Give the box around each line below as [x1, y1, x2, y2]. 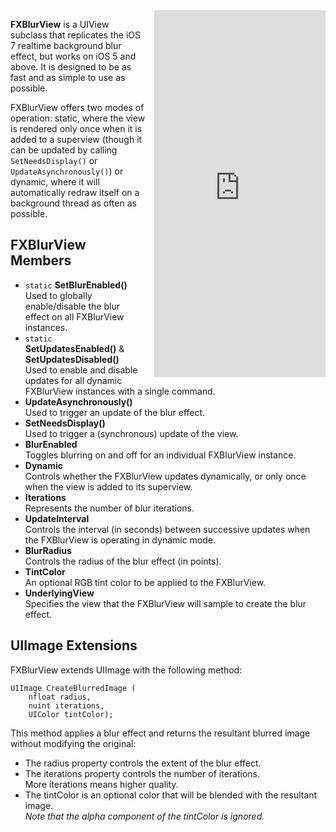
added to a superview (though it [10, 134, 143, 145]
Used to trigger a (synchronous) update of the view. [24, 427, 239, 439]
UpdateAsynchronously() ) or [10, 165, 124, 177]
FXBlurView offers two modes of [10, 102, 145, 113]
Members [10, 252, 72, 269]
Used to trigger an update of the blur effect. [24, 406, 206, 418]
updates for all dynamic [24, 374, 123, 386]
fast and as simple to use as [10, 72, 126, 83]
